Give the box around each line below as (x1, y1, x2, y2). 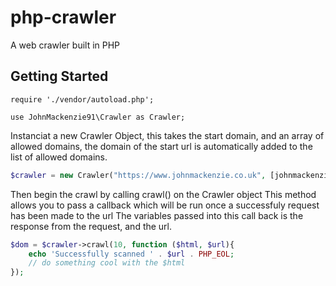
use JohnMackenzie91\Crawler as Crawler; (10, 112, 186, 122)
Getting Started (10, 68, 109, 85)
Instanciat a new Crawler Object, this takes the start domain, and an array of (10, 129, 325, 141)
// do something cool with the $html (28, 258, 186, 268)
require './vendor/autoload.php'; (10, 94, 155, 105)
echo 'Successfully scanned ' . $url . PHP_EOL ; (28, 249, 235, 259)
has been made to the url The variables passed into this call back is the (10, 209, 304, 221)
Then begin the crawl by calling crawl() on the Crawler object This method (10, 188, 317, 200)
